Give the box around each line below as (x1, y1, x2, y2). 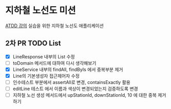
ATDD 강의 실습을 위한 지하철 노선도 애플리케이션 (5, 23, 104, 29)
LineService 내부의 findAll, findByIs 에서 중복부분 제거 (12, 66, 123, 72)
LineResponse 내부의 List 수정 (12, 53, 75, 59)
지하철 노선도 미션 (5, 5, 76, 16)
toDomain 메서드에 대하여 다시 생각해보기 (12, 60, 97, 66)
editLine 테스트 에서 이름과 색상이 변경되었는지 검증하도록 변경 (12, 85, 138, 92)
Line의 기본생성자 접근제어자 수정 (12, 73, 80, 79)
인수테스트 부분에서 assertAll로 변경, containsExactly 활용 (12, 79, 131, 85)
